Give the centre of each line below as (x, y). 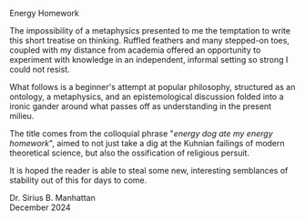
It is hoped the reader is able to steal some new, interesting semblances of (149, 170)
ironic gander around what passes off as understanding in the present (140, 106)
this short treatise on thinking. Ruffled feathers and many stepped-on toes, (149, 40)
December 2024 (40, 207)
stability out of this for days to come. (78, 180)
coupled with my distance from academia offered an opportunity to (135, 50)
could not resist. (40, 69)
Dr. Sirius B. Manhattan (52, 198)
